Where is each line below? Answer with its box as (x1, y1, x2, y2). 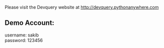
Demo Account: (4, 18, 54, 27)
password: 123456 (4, 37, 43, 43)
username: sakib (4, 32, 39, 38)
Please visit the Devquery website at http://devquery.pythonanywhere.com (4, 4, 159, 10)
